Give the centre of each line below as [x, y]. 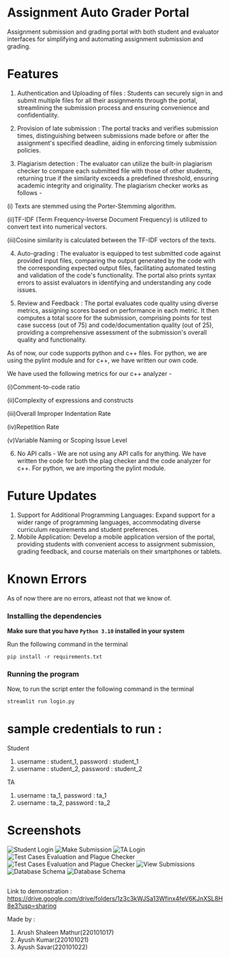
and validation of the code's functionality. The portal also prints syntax [116, 275]
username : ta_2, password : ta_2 [64, 803]
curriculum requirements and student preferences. [88, 529]
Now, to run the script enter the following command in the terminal [101, 689]
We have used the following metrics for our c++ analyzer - [90, 373]
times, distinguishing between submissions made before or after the [113, 135]
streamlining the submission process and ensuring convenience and [113, 107]
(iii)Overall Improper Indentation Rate [59, 413]
